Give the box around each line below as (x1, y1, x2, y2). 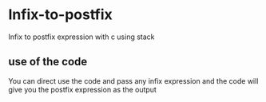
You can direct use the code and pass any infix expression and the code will (8, 76, 259, 85)
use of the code (8, 55, 88, 69)
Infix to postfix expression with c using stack (8, 32, 155, 41)
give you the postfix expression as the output (8, 84, 157, 94)
